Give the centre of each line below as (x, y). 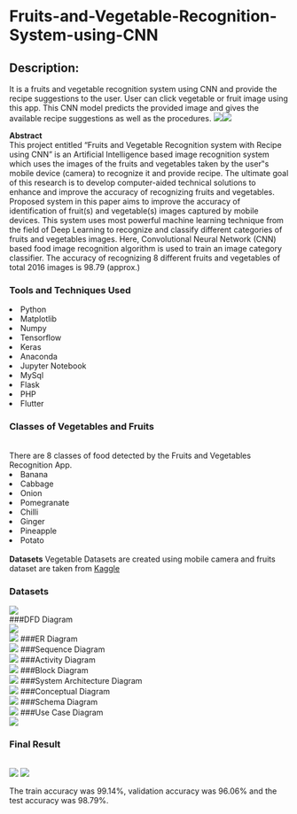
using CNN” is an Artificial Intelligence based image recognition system (140, 154)
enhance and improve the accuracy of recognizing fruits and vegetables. (142, 192)
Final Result (35, 744)
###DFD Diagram (41, 619)
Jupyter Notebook (54, 366)
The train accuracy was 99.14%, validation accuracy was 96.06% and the (143, 791)
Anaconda (39, 357)
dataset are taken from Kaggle (65, 568)
